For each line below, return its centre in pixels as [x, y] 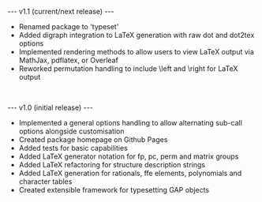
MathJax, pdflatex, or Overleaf [69, 60]
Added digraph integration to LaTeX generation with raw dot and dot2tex [137, 35]
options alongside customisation [71, 131]
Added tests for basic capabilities [73, 148]
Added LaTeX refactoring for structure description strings [112, 165]
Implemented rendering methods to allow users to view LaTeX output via [136, 52]
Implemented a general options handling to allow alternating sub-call [130, 123]
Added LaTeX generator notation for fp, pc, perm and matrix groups [129, 156]
